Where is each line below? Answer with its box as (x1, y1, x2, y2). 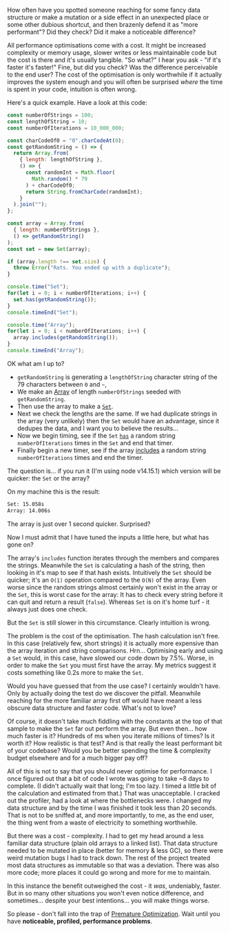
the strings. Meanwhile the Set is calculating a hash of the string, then (7, 561, 205, 569)
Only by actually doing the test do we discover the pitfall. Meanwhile (7, 689, 201, 697)
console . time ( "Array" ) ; (7, 321, 76, 328)
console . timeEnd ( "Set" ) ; (7, 309, 79, 316)
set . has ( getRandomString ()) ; (13, 296, 97, 303)
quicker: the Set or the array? (7, 474, 90, 482)
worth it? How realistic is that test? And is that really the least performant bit (7, 739, 222, 747)
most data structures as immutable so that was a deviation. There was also (7, 861, 220, 869)
